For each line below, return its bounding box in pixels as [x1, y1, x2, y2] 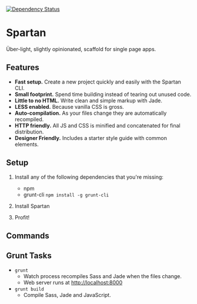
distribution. [14, 128, 44, 135]
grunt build [14, 286, 44, 292]
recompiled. [14, 115, 44, 123]
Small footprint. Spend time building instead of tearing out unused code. [14, 91, 192, 98]
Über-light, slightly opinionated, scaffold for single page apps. [6, 45, 156, 52]
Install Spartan [14, 202, 50, 209]
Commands [6, 230, 50, 240]
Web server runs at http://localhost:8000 [23, 279, 123, 286]
